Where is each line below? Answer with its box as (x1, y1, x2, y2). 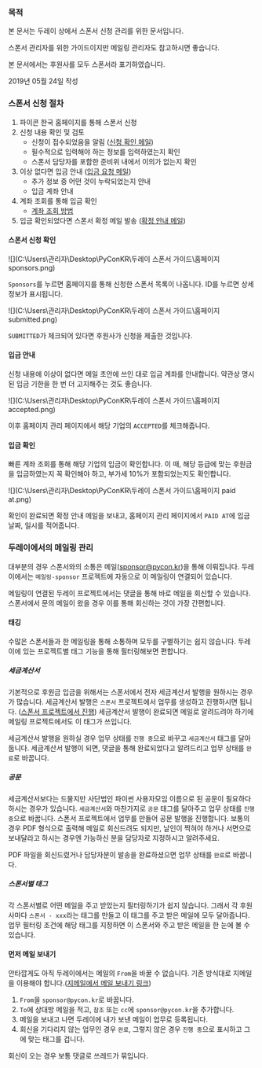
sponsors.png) (8, 263, 56, 272)
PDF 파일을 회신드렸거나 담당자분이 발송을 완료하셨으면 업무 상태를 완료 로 (8, 849, 231, 859)
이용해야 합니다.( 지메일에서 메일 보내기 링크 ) (16, 978, 151, 988)
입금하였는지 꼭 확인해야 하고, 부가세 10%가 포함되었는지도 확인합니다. (16, 470, 231, 479)
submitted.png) (8, 315, 58, 324)
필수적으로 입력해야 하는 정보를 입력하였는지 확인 (31, 147, 180, 157)
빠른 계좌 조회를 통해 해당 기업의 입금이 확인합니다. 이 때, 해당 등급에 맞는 (8, 459, 231, 469)
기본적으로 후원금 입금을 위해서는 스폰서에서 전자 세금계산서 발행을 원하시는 (8, 687, 239, 697)
